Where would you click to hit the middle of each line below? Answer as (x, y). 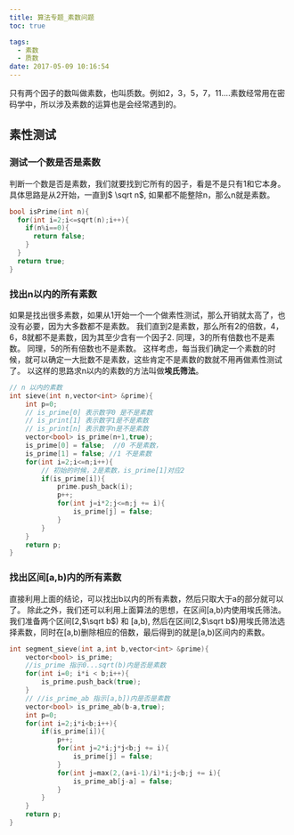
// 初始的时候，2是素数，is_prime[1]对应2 (113, 470)
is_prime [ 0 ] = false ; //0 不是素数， (94, 446)
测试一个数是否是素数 (55, 163)
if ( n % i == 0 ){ (47, 228)
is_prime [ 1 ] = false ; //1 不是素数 (89, 454)
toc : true (28, 26)
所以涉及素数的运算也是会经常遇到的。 (110, 104)
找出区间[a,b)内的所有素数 (65, 578)
